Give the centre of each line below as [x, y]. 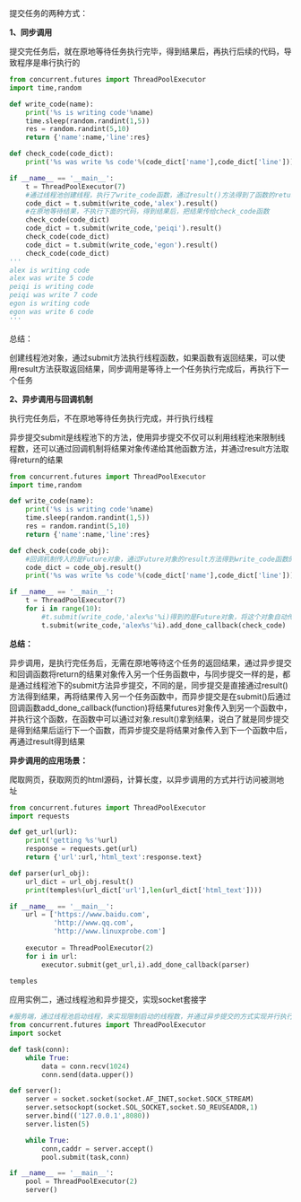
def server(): [36, 1091]
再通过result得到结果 [47, 741]
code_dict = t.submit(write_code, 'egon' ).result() [122, 245]
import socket [36, 1033]
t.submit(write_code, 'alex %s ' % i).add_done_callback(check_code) [164, 625]
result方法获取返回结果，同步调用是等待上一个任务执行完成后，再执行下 [149, 368]
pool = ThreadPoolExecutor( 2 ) [82, 1182]
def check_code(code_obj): [60, 550]
